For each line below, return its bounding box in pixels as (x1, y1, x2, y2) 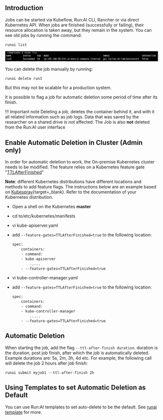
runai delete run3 (5, 76, 42, 81)
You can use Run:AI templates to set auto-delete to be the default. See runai (5, 404, 157, 410)
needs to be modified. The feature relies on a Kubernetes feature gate (5, 164, 145, 170)
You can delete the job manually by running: (5, 66, 93, 72)
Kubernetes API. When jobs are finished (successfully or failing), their (5, 22, 144, 28)
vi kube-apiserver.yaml (12, 222, 58, 228)
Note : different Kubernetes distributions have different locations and (5, 179, 142, 184)
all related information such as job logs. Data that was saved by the (5, 114, 139, 120)
